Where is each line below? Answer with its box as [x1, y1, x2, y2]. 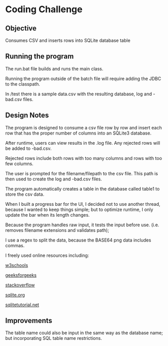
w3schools [5, 262, 28, 268]
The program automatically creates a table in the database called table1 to [5, 185, 160, 192]
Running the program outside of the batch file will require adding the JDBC [5, 75, 161, 82]
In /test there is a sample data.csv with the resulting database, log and [5, 91, 152, 97]
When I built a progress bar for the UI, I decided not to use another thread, [5, 201, 161, 207]
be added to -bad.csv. [5, 145, 52, 151]
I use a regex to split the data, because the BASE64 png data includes [5, 237, 151, 243]
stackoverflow [5, 282, 35, 288]
